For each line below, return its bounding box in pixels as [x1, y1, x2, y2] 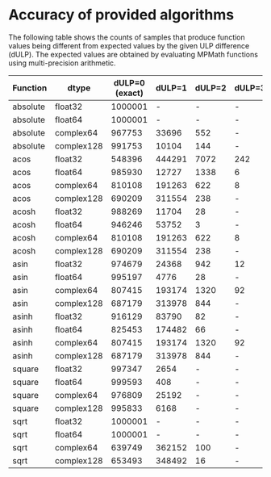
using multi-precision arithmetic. [8, 58, 116, 68]
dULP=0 [113, 77, 145, 88]
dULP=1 [156, 82, 188, 94]
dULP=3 [234, 82, 266, 94]
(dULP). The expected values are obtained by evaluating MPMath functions [8, 49, 258, 59]
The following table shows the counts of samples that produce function [8, 32, 246, 42]
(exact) [115, 87, 144, 98]
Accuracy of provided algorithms [8, 6, 235, 24]
